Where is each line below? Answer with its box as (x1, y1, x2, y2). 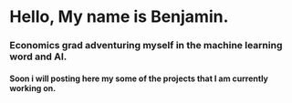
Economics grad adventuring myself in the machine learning (9, 39, 283, 52)
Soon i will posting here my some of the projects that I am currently (9, 73, 269, 84)
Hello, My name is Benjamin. (9, 6, 229, 27)
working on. (9, 82, 57, 93)
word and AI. (9, 50, 68, 63)
